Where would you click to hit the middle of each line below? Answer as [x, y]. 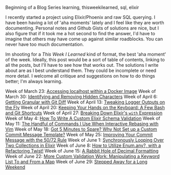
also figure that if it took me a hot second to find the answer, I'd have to [80, 33]
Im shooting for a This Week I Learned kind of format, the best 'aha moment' [86, 54]
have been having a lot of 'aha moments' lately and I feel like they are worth [85, 23]
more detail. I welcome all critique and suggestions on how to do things [80, 76]
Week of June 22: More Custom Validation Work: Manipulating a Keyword [82, 156]
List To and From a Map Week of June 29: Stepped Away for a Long [77, 162]
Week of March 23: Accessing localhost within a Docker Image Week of [81, 91]
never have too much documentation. [45, 44]
